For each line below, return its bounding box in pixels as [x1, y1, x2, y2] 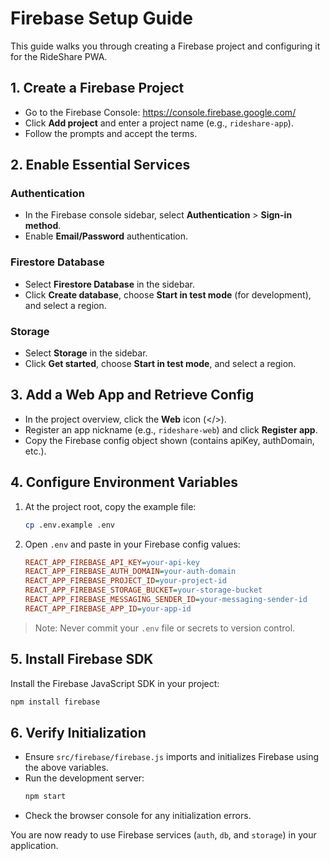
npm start [24, 792, 67, 802]
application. [10, 840, 59, 852]
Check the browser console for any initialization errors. [24, 810, 252, 822]
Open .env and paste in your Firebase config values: [24, 538, 241, 550]
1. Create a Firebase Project [10, 80, 185, 97]
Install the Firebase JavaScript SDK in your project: [10, 677, 220, 689]
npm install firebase [10, 697, 101, 707]
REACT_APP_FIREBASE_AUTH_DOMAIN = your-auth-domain [24, 567, 237, 577]
